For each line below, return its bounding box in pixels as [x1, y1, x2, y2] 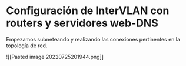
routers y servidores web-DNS [6, 16, 159, 30]
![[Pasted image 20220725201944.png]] [6, 53, 104, 60]
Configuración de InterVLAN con [6, 4, 170, 18]
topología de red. [6, 42, 48, 49]
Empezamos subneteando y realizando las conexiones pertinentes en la [6, 36, 181, 43]
